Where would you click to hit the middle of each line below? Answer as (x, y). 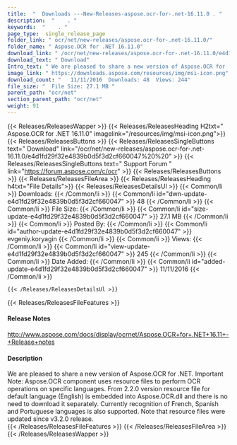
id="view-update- (124, 246)
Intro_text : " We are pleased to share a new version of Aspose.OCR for (116, 67)
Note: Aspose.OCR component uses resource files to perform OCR (104, 381)
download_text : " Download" (49, 60)
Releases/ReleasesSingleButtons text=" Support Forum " (90, 163)
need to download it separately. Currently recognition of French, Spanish (113, 404)
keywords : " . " (38, 27)
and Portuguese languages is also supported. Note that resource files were (116, 412)
